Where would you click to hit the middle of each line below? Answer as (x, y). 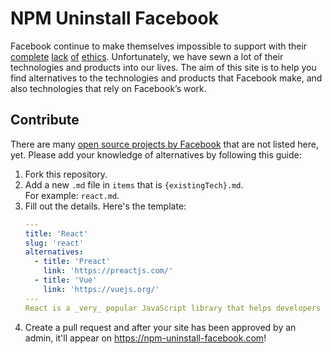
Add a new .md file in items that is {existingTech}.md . (134, 184)
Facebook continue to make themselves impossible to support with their (159, 46)
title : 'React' (56, 233)
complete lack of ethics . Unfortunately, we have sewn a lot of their (147, 56)
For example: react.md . (72, 195)
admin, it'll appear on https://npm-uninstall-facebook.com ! (145, 338)
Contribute (45, 120)
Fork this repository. (66, 174)
